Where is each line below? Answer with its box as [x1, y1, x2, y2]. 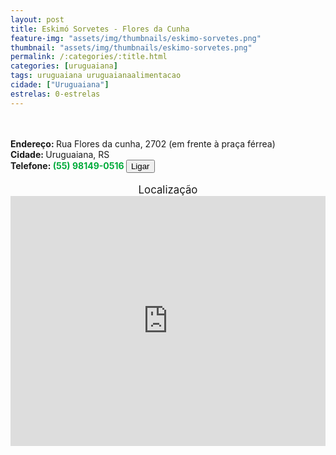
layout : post [10, 14, 65, 25]
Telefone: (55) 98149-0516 [10, 159, 125, 171]
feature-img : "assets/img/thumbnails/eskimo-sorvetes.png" [10, 33, 262, 43]
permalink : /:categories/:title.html [10, 52, 168, 62]
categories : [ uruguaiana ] [10, 61, 118, 71]
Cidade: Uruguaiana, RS [10, 148, 110, 160]
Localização [138, 182, 198, 196]
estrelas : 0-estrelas [10, 89, 101, 99]
